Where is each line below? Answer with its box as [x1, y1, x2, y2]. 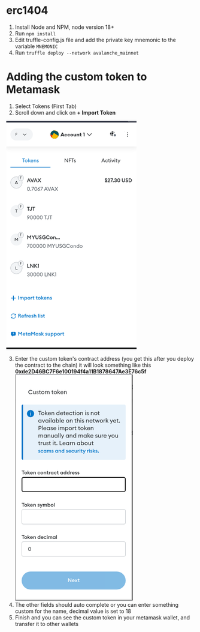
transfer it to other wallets [14, 620, 79, 627]
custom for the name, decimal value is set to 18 [14, 607, 132, 615]
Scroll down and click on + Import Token [14, 109, 116, 116]
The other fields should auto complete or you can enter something [14, 601, 178, 608]
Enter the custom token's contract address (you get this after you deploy [14, 355, 195, 362]
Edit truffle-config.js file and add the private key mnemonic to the [14, 36, 177, 43]
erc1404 [6, 4, 49, 17]
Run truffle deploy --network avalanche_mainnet [14, 49, 139, 56]
